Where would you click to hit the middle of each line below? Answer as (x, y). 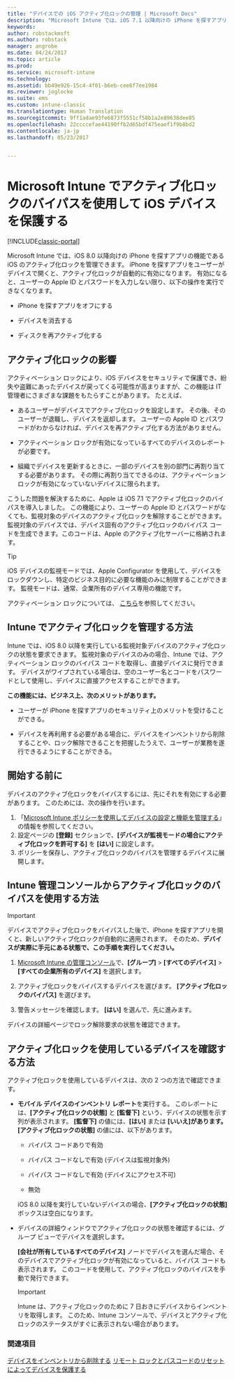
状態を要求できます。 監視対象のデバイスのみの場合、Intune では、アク (121, 654)
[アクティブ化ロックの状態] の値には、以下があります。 (96, 1130)
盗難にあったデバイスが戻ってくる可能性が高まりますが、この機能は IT (120, 386)
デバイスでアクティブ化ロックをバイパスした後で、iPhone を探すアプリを (112, 930)
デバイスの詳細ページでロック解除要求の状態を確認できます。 (95, 1025)
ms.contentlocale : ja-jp (43, 131)
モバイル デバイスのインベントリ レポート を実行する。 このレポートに (117, 1104)
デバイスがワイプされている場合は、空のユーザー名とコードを (109, 671)
